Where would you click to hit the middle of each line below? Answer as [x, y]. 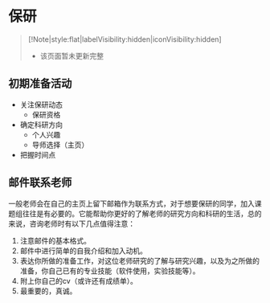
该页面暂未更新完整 [72, 55]
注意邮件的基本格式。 [55, 240]
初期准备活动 [40, 84]
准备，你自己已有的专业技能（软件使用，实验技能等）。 [110, 271]
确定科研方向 [41, 125]
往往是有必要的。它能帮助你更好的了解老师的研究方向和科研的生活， [135, 213]
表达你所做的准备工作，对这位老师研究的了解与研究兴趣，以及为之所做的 [139, 260]
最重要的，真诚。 [48, 291]
